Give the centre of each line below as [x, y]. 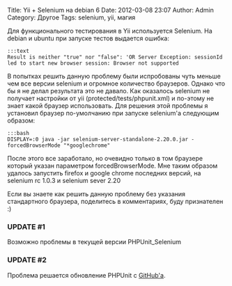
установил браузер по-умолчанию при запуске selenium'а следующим [113, 113]
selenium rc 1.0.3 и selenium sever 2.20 [64, 181]
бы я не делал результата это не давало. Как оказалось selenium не [109, 91]
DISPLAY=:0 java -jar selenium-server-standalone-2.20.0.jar [98, 139]
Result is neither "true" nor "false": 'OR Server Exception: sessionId [115, 57]
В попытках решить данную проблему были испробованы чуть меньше [114, 76]
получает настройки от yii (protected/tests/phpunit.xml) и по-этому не [111, 98]
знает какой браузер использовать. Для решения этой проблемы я [108, 106]
